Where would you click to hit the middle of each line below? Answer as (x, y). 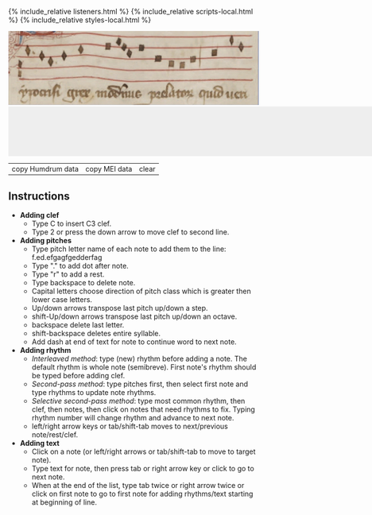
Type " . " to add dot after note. (80, 266)
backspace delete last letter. (78, 325)
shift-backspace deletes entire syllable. (96, 334)
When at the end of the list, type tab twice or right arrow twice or (138, 486)
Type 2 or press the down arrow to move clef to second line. (130, 232)
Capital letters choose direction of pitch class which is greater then (141, 291)
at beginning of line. (64, 502)
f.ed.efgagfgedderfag (67, 257)
